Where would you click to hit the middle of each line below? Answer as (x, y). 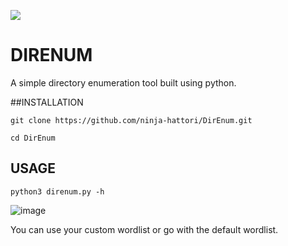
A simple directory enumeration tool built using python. (123, 82)
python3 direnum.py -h (57, 191)
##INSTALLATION (47, 102)
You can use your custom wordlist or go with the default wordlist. (144, 229)
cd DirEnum (33, 138)
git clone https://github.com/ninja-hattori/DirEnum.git (131, 120)
